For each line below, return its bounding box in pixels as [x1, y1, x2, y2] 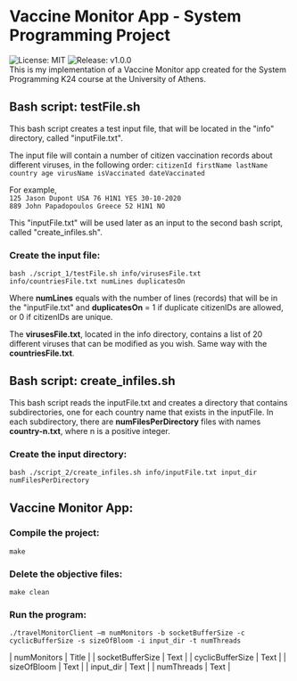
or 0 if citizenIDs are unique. [9, 312, 113, 323]
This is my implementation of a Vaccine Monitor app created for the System [9, 64, 287, 75]
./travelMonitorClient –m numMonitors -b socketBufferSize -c [9, 628, 245, 638]
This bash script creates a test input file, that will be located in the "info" [9, 123, 275, 134]
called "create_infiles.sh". [9, 226, 103, 237]
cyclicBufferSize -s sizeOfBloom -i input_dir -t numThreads [9, 636, 242, 645]
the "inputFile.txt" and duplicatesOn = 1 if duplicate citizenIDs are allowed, [9, 302, 284, 313]
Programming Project [9, 25, 171, 45]
